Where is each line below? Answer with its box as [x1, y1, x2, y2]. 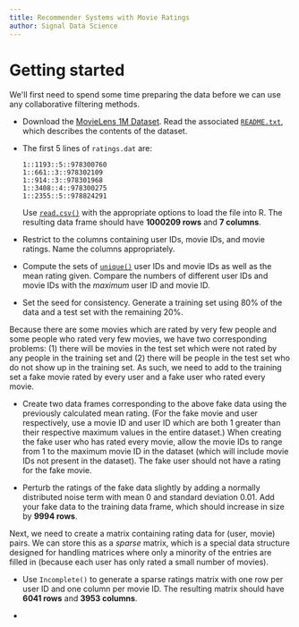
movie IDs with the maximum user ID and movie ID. [21, 280, 210, 291]
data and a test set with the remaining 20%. [21, 307, 184, 318]
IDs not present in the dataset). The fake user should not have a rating [21, 455, 281, 466]
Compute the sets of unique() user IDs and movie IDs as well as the [21, 261, 272, 272]
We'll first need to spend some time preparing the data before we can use [9, 89, 282, 100]
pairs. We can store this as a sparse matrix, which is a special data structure [9, 538, 291, 548]
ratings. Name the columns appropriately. [21, 243, 175, 255]
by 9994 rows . [21, 511, 78, 521]
